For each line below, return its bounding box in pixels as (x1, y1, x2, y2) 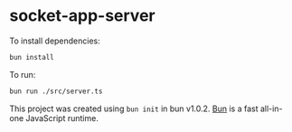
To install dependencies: (9, 35, 101, 46)
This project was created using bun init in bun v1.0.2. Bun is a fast (9, 103, 259, 114)
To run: (9, 69, 36, 80)
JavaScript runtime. (25, 112, 99, 123)
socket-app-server (9, 5, 155, 26)
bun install (9, 52, 54, 61)
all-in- (259, 103, 283, 114)
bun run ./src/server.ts (9, 87, 103, 96)
